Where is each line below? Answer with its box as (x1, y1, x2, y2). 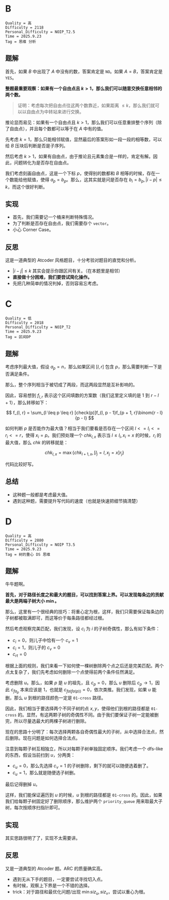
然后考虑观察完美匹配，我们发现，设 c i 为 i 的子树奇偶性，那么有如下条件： (5, 626, 160, 633)
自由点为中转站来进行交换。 (26, 109, 84, 115)
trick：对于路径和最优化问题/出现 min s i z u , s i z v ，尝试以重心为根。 (12, 888, 148, 896)
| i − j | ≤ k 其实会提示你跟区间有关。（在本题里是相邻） (12, 268, 123, 274)
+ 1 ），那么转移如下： (5, 399, 49, 405)
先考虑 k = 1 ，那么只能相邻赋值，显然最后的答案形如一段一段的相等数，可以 (5, 136, 162, 142)
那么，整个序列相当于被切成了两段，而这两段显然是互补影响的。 (5, 381, 137, 387)
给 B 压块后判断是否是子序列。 (5, 142, 68, 148)
